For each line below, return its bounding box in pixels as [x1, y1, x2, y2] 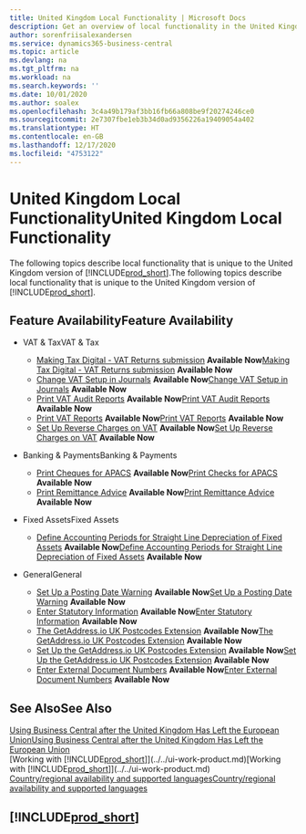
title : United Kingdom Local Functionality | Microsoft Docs [9, 13, 247, 23]
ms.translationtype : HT [9, 124, 100, 133]
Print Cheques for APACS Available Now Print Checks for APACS [36, 467, 278, 479]
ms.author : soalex [9, 98, 79, 108]
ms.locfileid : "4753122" [9, 149, 104, 158]
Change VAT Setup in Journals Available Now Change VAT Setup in [36, 374, 289, 385]
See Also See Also [9, 700, 112, 716]
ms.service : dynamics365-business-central [9, 38, 173, 48]
